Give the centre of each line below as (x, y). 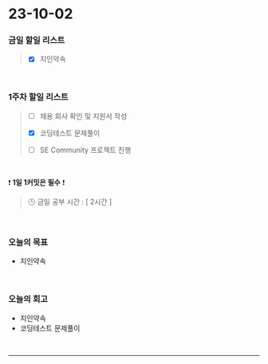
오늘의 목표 (28, 242)
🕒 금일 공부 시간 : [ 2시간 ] (70, 202)
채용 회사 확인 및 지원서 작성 (83, 115)
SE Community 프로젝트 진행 (85, 150)
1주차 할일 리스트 (39, 97)
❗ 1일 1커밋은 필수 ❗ (37, 182)
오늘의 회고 (28, 299)
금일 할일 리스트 (37, 41)
